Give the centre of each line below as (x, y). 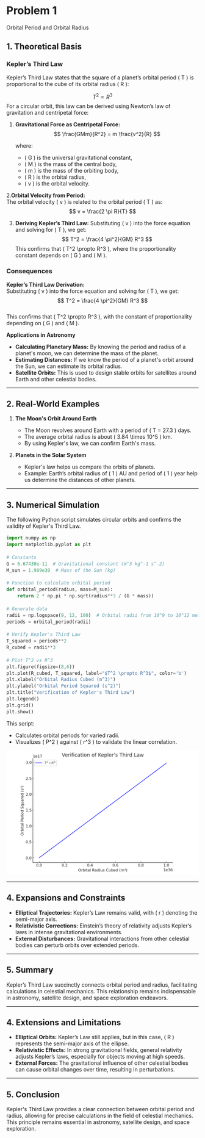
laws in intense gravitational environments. (69, 932)
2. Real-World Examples (53, 404)
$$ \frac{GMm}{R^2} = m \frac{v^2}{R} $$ (107, 134)
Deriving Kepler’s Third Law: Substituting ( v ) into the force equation (103, 223)
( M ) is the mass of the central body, (70, 164)
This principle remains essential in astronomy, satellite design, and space (98, 1122)
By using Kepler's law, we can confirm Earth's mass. (90, 444)
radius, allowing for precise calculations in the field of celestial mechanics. (100, 1116)
